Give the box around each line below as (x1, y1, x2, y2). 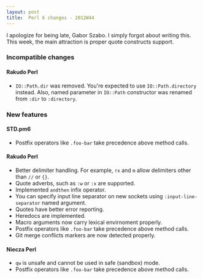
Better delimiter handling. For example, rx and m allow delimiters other (15, 166, 191, 174)
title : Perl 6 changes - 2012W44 (6, 15, 95, 21)
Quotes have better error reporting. (15, 206, 104, 213)
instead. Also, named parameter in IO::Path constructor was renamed (15, 88, 192, 95)
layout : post (6, 9, 40, 15)
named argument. (42, 199, 87, 206)
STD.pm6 (6, 125, 31, 133)
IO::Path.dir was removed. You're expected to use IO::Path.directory (15, 82, 197, 89)
